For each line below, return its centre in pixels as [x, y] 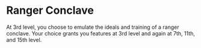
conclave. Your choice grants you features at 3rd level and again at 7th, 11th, [101, 33]
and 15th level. [24, 40]
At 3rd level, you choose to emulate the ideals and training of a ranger [93, 27]
